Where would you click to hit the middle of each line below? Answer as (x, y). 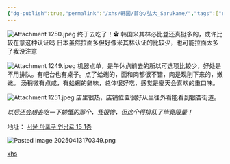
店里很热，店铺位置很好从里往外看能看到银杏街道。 (148, 97)
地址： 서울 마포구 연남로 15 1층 (50, 126)
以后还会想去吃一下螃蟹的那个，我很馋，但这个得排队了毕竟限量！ (100, 112)
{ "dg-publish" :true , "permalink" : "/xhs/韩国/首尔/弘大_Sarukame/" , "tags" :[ (113, 13)
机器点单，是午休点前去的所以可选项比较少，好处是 (150, 65)
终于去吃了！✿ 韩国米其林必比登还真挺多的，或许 (147, 34)
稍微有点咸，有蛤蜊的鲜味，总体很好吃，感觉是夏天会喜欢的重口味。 (123, 82)
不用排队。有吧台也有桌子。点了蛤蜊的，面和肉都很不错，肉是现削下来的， (112, 74)
